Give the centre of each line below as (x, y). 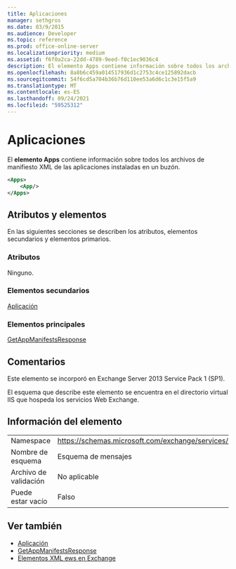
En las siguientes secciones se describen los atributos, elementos (103, 232)
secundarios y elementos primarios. (59, 239)
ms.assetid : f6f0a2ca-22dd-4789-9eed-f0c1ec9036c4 (83, 60)
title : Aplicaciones (38, 14)
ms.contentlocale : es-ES (44, 92)
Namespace (31, 440)
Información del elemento (65, 422)
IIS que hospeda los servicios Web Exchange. (73, 399)
